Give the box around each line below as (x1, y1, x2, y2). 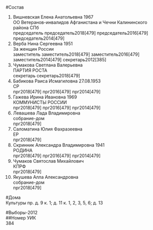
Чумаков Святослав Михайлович (12, 158, 84, 164)
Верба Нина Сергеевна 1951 (12, 41, 73, 47)
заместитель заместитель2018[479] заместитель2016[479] (12, 51, 139, 57)
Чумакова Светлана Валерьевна (12, 62, 83, 68)
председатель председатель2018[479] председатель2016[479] (12, 30, 148, 36)
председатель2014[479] (12, 35, 64, 41)
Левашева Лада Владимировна (12, 110, 80, 116)
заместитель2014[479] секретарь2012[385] (12, 57, 106, 62)
